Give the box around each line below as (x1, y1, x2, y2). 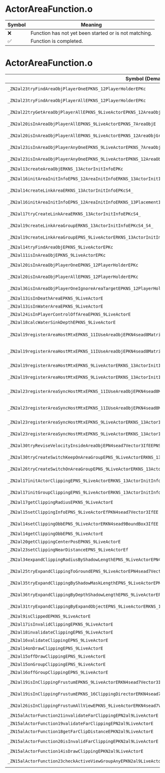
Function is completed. (30, 37, 83, 44)
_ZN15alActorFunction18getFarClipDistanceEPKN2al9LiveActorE (7, 729, 154, 734)
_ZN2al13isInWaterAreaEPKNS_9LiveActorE (7, 303, 103, 309)
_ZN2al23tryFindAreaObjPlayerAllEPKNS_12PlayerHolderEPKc (7, 98, 146, 103)
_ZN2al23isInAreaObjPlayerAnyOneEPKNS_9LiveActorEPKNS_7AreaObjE (7, 144, 164, 150)
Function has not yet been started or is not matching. (30, 30, 152, 36)
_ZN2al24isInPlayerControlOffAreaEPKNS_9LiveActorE (7, 312, 131, 317)
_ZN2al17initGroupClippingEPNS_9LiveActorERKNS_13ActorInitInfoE (7, 490, 164, 495)
